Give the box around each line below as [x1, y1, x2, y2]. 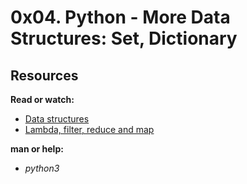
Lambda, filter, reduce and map [24, 124, 155, 135]
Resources [10, 67, 79, 84]
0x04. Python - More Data [10, 6, 231, 29]
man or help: [10, 143, 64, 155]
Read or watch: [10, 94, 75, 105]
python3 [24, 162, 60, 174]
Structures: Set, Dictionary [10, 27, 238, 50]
